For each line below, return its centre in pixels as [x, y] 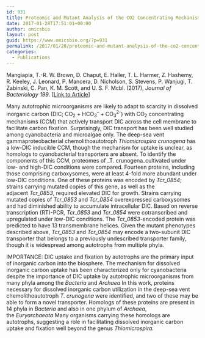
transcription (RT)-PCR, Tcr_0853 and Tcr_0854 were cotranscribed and [97, 213]
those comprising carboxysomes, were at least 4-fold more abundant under [102, 174]
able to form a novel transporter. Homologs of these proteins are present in [101, 303]
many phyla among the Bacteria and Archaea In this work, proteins [91, 283]
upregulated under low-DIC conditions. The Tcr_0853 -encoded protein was [101, 219]
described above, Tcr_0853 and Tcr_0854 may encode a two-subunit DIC [99, 232]
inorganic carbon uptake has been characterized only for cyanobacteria [97, 270]
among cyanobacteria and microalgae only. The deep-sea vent [85, 134]
